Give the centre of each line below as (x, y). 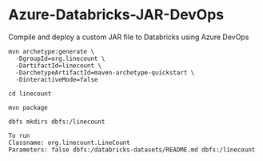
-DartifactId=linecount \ (59, 66)
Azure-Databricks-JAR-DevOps (116, 15)
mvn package (28, 107)
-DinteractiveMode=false (57, 79)
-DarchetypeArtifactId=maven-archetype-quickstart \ (105, 72)
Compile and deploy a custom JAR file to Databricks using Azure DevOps (129, 37)
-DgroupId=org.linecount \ (60, 58)
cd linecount (30, 94)
